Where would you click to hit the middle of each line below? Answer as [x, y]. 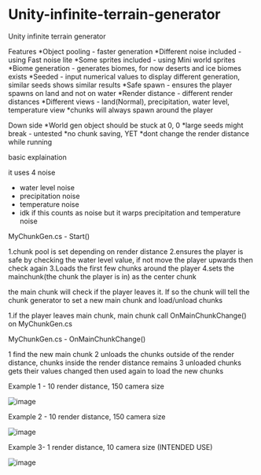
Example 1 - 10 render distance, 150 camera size [86, 386]
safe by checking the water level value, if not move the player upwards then [130, 260]
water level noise [47, 187]
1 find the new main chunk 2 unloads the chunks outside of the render [121, 354]
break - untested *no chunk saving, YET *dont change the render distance [129, 133]
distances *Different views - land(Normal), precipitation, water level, [119, 101]
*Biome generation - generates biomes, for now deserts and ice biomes [125, 68]
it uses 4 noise [32, 172]
